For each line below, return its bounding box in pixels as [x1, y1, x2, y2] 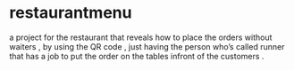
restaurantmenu [9, 3, 132, 23]
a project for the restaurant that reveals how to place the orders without [9, 32, 273, 43]
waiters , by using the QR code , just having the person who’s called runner [9, 41, 285, 51]
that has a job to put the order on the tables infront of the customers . [9, 51, 265, 61]
